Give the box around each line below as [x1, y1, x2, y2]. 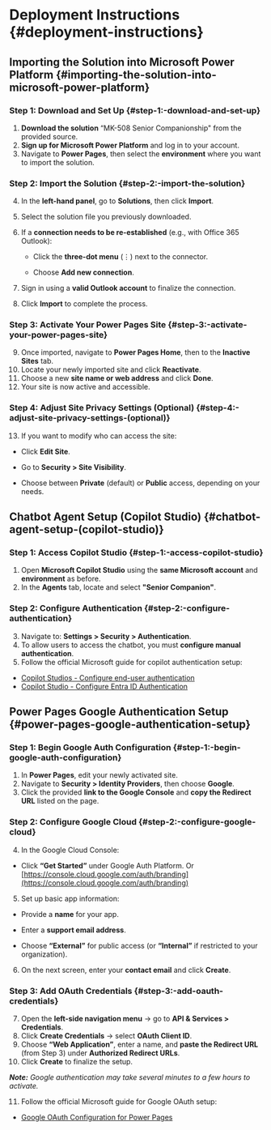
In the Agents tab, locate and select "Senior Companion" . [20, 582, 217, 592]
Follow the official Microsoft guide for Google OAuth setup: [20, 1097, 218, 1107]
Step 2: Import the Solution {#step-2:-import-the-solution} [9, 177, 246, 189]
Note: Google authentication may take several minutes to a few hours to [9, 1072, 251, 1082]
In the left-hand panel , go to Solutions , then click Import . [20, 196, 214, 206]
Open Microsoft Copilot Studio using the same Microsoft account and [20, 565, 258, 575]
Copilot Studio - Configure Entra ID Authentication [20, 681, 188, 691]
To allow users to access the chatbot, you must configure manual [20, 640, 241, 650]
